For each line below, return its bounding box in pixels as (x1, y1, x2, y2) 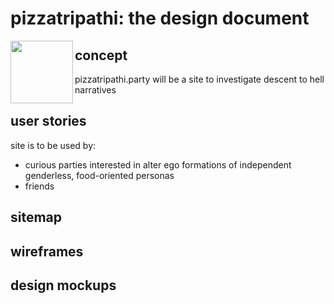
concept (74, 47, 128, 64)
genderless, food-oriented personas (24, 169, 175, 181)
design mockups (10, 277, 117, 294)
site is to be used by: (10, 139, 97, 151)
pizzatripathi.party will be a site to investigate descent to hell (74, 73, 325, 85)
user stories (10, 113, 87, 130)
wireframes (10, 243, 84, 260)
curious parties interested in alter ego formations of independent (24, 158, 292, 171)
